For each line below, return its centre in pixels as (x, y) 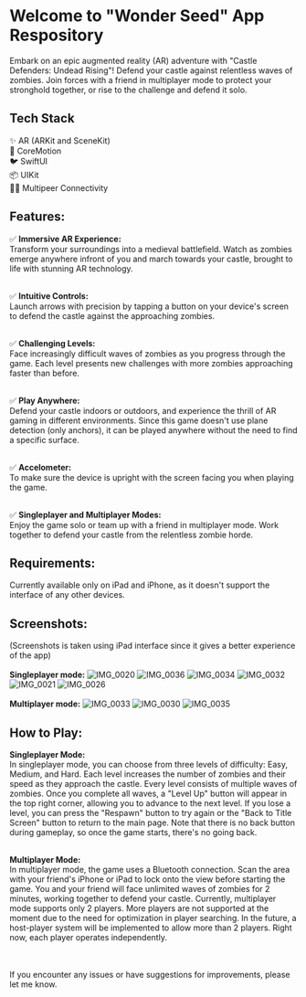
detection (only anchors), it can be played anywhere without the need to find (153, 430)
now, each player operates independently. (88, 937)
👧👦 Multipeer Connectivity (59, 187)
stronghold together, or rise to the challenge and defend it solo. (129, 90)
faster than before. (45, 373)
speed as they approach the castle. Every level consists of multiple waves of (153, 784)
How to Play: (46, 732)
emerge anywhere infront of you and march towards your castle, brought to (152, 259)
